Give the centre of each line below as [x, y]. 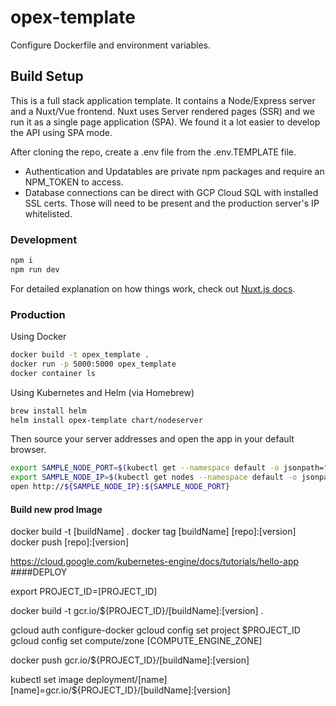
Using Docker [38, 337]
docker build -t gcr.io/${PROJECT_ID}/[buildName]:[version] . [137, 611]
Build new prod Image [56, 509]
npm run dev [35, 269]
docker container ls [53, 373]
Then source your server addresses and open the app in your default [152, 439]
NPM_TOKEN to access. [74, 182]
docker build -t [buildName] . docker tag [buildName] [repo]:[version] [153, 532]
